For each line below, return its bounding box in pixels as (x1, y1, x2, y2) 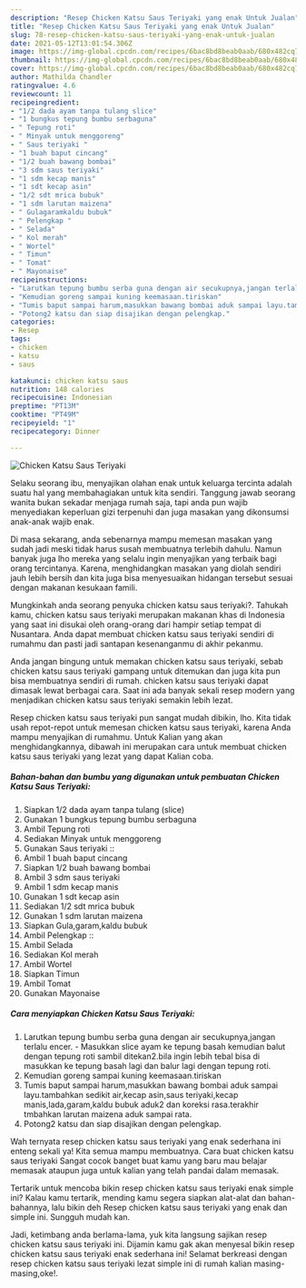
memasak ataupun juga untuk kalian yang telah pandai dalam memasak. (10, 1164, 280, 1175)
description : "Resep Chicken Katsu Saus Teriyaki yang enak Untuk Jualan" (10, 13, 300, 23)
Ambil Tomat (23, 978, 72, 989)
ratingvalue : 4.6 (10, 81, 76, 90)
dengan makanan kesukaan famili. (10, 582, 138, 593)
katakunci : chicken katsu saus (10, 376, 129, 385)
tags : (10, 334, 31, 344)
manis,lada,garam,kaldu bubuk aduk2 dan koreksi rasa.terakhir (23, 1099, 260, 1110)
